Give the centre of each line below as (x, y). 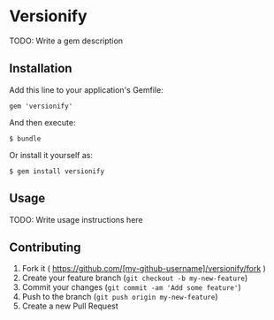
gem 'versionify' (41, 106)
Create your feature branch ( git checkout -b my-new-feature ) (135, 278)
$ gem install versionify (57, 171)
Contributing (45, 247)
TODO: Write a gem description (66, 41)
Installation (41, 69)
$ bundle (25, 139)
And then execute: (42, 122)
